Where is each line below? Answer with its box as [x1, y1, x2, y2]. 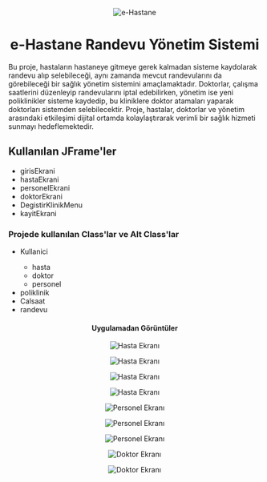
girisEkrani [19, 166, 55, 175]
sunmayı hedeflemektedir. [8, 121, 95, 131]
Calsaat [19, 296, 46, 306]
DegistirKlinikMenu [19, 200, 83, 210]
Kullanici [19, 247, 48, 256]
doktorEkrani [19, 191, 63, 201]
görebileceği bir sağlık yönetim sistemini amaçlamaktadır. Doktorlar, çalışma [8, 78, 259, 88]
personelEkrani [19, 183, 71, 192]
